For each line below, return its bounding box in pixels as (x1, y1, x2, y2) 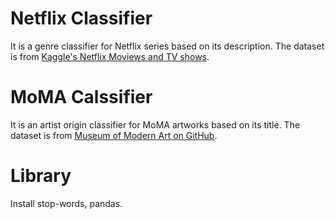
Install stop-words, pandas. (10, 197, 123, 209)
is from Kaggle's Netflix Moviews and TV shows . (10, 50, 210, 62)
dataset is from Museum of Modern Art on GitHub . (10, 129, 218, 141)
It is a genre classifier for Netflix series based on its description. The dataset (10, 40, 325, 52)
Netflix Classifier (10, 7, 153, 30)
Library (10, 165, 72, 187)
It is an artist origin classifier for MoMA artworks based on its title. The (10, 118, 301, 131)
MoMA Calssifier (10, 86, 153, 109)
